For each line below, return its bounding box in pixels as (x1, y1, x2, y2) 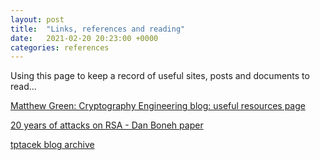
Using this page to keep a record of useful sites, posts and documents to (10, 70, 310, 82)
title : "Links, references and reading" (10, 24, 186, 34)
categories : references (10, 42, 110, 53)
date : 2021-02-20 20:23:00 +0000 (10, 33, 159, 43)
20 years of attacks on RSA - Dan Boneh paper (10, 119, 204, 131)
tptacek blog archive (10, 139, 95, 151)
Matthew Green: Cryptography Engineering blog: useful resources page (10, 100, 306, 112)
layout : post (10, 14, 65, 25)
